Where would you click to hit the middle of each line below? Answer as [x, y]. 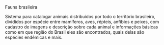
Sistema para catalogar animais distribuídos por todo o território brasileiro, [80, 16]
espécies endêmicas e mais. [34, 37]
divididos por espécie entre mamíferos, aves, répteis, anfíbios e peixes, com [82, 22]
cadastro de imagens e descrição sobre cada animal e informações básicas [82, 27]
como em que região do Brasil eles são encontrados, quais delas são [75, 32]
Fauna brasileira [21, 7]
